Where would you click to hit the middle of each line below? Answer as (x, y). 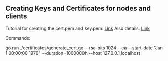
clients (16, 16)
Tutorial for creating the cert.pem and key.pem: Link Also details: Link (78, 28)
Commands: (18, 38)
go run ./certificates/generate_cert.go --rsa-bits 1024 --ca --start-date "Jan (84, 48)
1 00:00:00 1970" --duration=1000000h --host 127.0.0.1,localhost (73, 53)
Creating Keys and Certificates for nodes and (78, 8)
